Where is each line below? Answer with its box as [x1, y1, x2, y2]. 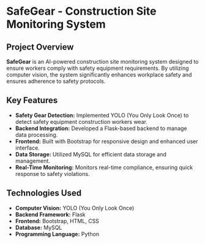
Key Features [6, 95, 58, 105]
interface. [15, 144, 40, 151]
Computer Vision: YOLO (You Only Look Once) [15, 204, 135, 212]
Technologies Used [6, 188, 81, 199]
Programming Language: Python [15, 230, 100, 237]
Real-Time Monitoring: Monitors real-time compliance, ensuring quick [15, 164, 193, 171]
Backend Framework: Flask [15, 210, 86, 218]
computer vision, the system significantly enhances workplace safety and [6, 71, 192, 78]
